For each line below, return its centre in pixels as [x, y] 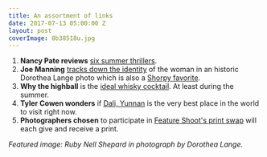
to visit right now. [49, 112]
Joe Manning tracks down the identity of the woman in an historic [129, 70]
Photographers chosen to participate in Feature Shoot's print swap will [138, 120]
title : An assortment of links [61, 16]
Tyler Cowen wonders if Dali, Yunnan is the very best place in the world [140, 103]
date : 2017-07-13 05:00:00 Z [57, 23]
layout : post [30, 30]
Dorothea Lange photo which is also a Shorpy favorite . [110, 78]
